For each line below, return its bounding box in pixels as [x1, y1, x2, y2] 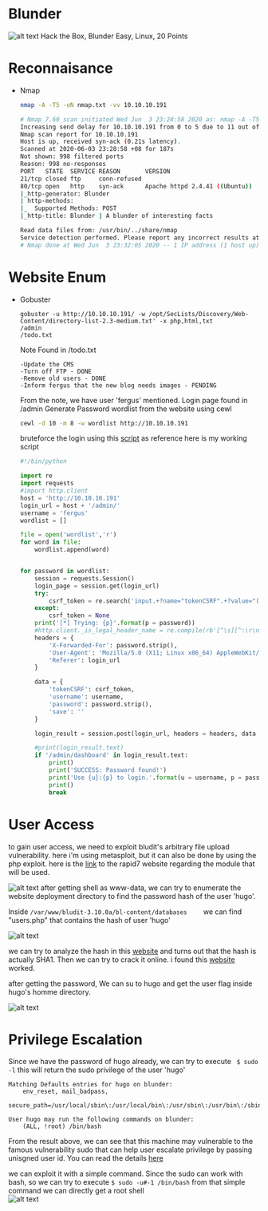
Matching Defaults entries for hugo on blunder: [8, 1081, 173, 1089]
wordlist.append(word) [34, 546, 110, 554]
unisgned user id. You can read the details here [8, 1154, 164, 1163]
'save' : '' [49, 707, 85, 715]
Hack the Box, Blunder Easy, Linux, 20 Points [40, 31, 188, 41]
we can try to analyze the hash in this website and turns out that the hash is [8, 946, 257, 956]
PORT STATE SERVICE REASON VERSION [19, 167, 171, 176]
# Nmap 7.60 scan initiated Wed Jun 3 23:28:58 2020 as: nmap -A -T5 [19, 115, 260, 124]
